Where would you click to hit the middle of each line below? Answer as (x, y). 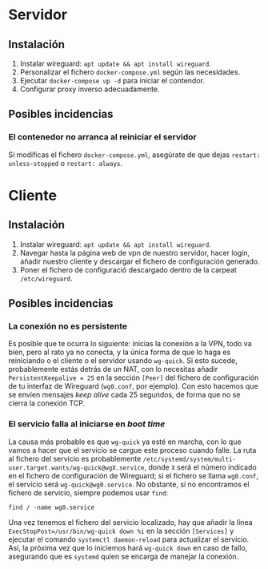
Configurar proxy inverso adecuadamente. (90, 89)
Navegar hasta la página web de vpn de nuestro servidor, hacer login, (135, 252)
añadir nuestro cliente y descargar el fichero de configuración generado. (140, 261)
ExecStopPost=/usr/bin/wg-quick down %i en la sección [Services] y (121, 531)
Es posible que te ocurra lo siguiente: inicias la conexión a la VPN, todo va (130, 344)
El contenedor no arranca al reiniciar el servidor (103, 137)
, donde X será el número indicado (201, 467)
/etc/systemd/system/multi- (190, 459)
